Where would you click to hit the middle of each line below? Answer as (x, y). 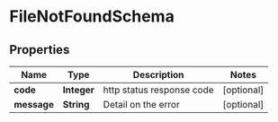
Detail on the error (141, 105)
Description (158, 75)
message (34, 105)
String (76, 105)
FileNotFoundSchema (92, 17)
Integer (78, 90)
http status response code (158, 90)
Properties (40, 50)
